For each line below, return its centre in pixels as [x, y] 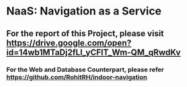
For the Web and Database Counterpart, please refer [85, 69]
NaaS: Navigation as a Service [84, 11]
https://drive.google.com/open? [69, 43]
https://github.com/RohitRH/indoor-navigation [77, 77]
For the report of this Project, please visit [85, 34]
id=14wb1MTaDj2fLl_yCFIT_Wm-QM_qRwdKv [93, 52]
